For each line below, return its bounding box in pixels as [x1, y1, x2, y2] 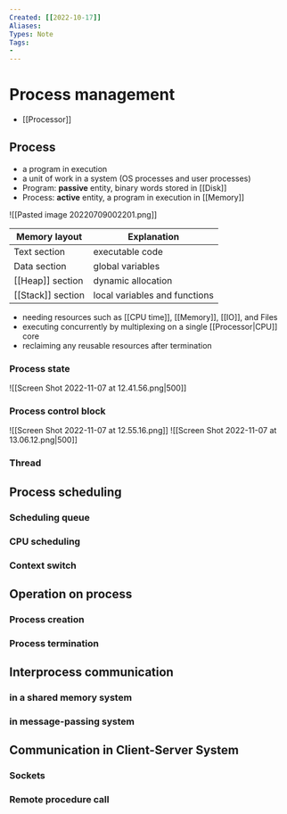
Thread [9, 456, 42, 469]
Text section [13, 245, 65, 258]
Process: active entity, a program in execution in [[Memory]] [21, 192, 245, 202]
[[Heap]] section [13, 274, 84, 286]
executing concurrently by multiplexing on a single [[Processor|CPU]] [21, 321, 278, 332]
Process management [9, 85, 176, 105]
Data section [13, 259, 67, 272]
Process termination [9, 637, 100, 649]
